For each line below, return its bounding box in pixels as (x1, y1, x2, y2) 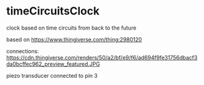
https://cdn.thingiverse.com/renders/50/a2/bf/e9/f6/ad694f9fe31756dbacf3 (6, 54, 198, 61)
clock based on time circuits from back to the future (6, 24, 137, 31)
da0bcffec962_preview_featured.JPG (6, 60, 100, 68)
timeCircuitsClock (6, 4, 100, 18)
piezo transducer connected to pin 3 (6, 72, 98, 79)
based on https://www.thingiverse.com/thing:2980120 (6, 36, 142, 43)
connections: (6, 47, 40, 55)
